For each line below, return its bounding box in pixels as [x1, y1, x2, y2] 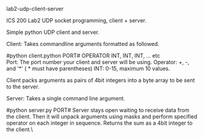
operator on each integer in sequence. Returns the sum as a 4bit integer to [6, 119, 193, 126]
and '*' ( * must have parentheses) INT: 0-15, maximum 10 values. [6, 65, 171, 72]
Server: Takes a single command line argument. [6, 95, 125, 102]
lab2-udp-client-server [6, 5, 64, 12]
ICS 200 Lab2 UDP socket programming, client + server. [6, 17, 147, 24]
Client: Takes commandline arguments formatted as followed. [6, 41, 159, 47]
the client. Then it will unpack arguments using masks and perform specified [6, 113, 198, 120]
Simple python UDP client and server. [6, 28, 100, 36]
